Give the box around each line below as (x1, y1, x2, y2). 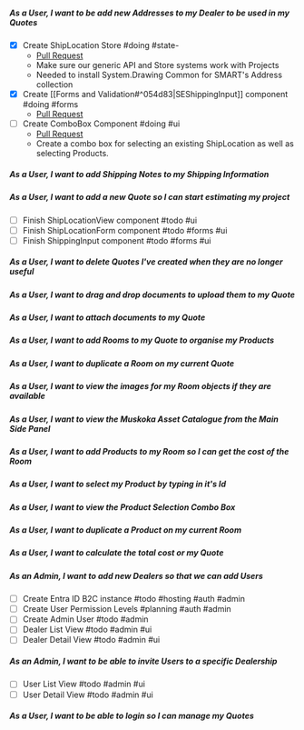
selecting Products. (35, 148, 109, 159)
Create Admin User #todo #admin (22, 614, 149, 625)
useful (9, 266, 34, 277)
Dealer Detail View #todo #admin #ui (22, 635, 161, 645)
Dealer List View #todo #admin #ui (22, 624, 152, 635)
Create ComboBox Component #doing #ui (22, 118, 181, 129)
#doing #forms (22, 99, 79, 110)
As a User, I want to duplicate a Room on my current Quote (9, 357, 235, 368)
